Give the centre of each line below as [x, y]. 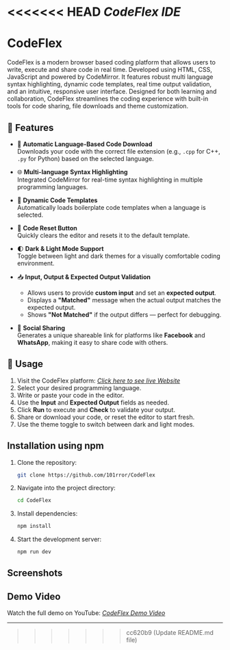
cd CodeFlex [34, 501]
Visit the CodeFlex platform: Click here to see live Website [99, 381]
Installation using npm [55, 446]
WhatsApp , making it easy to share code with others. [92, 342]
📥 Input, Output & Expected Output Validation [84, 277]
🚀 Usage [25, 364]
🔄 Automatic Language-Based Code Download [85, 144]
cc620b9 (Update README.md [170, 633]
